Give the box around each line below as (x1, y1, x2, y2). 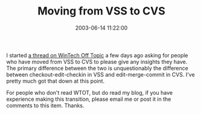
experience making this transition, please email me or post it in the (6, 95, 171, 103)
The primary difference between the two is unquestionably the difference (6, 65, 188, 72)
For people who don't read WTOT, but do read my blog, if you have (6, 89, 173, 96)
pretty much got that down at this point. (6, 77, 105, 84)
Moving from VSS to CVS (37, 4, 166, 18)
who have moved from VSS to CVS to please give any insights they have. (6, 58, 188, 65)
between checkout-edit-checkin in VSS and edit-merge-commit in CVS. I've (6, 71, 195, 78)
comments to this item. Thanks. (6, 101, 85, 109)
